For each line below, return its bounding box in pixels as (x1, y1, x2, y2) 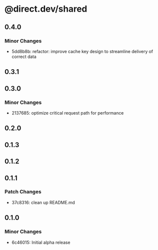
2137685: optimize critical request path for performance (11, 110, 124, 115)
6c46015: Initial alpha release (11, 239, 70, 245)
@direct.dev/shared (4, 3, 88, 15)
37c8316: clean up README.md (11, 199, 75, 205)
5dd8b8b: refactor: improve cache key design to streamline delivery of (11, 48, 154, 54)
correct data (11, 54, 37, 59)
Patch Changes (4, 189, 42, 195)
